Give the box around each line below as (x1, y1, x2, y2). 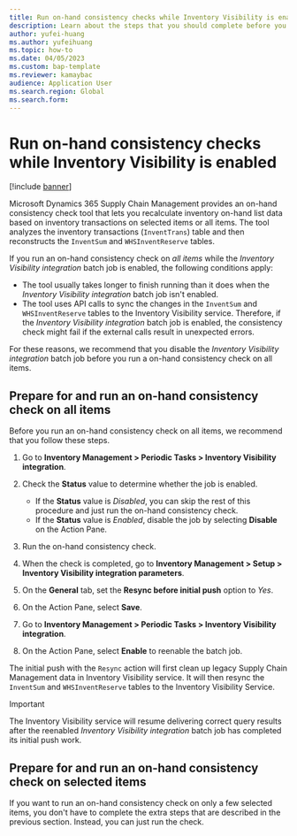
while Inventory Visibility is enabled (9, 152, 277, 173)
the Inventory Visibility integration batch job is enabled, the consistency (21, 318, 283, 328)
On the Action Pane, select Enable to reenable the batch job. (21, 646, 243, 656)
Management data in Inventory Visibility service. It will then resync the (9, 672, 265, 683)
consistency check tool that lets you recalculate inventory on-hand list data (9, 208, 283, 219)
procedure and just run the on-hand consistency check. (34, 505, 239, 516)
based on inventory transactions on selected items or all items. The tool (9, 218, 270, 228)
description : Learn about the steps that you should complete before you (9, 21, 287, 30)
